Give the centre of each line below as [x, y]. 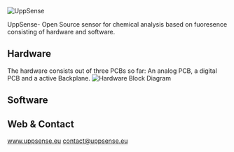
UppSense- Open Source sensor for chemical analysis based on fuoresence [117, 24]
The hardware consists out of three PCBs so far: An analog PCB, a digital [112, 71]
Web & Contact [41, 124]
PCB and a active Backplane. [49, 78]
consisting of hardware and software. [61, 32]
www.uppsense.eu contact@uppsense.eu [68, 141]
